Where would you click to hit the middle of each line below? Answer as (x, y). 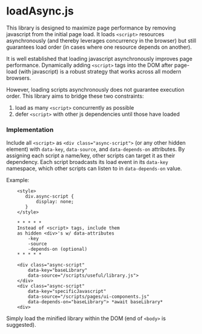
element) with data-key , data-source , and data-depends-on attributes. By (96, 150)
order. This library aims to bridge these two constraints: (75, 96)
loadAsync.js (40, 11)
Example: (18, 180)
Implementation (30, 130)
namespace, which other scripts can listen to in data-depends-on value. (94, 169)
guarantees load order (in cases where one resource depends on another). (99, 47)
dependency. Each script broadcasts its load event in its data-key (87, 162)
